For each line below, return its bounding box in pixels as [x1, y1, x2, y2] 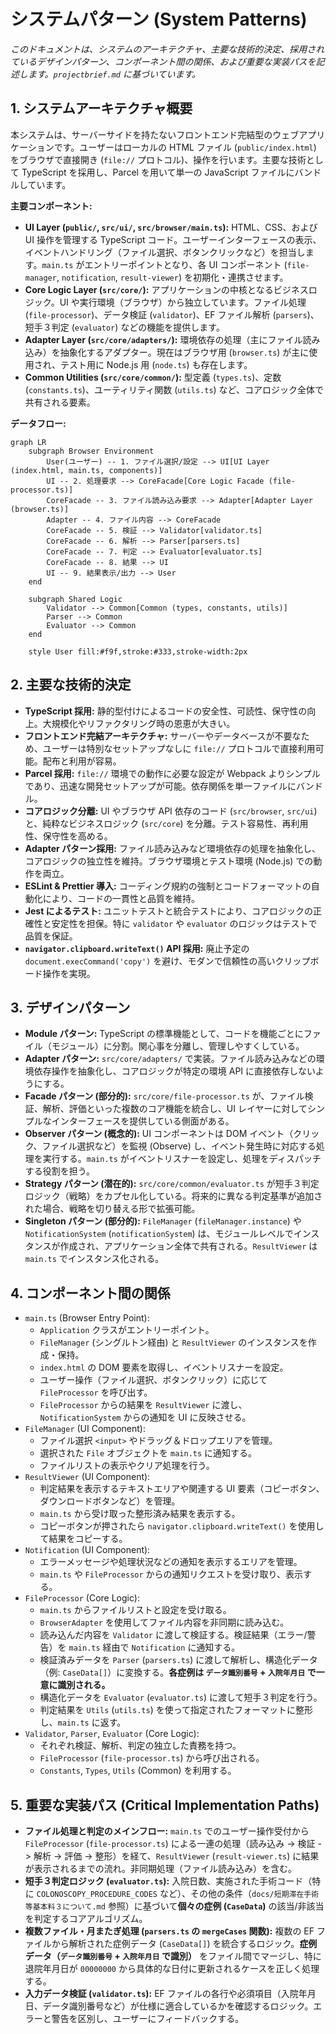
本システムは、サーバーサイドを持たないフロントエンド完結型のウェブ [10, 128, 300, 140]
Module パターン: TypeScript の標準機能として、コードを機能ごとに [24, 1028, 304, 1040]
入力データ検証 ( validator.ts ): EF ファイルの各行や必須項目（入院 [24, 1988, 299, 1999]
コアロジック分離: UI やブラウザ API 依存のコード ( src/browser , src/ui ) [24, 805, 318, 817]
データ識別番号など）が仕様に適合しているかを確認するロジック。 [42, 2000, 314, 2012]
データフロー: [10, 417, 67, 429]
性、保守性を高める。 [24, 830, 113, 842]
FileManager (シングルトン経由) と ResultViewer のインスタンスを [39, 1336, 308, 1349]
